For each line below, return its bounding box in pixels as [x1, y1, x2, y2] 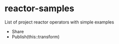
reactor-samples [4, 3, 75, 14]
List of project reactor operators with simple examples [4, 19, 114, 25]
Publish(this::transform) [11, 34, 60, 40]
